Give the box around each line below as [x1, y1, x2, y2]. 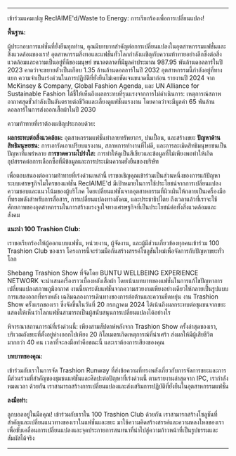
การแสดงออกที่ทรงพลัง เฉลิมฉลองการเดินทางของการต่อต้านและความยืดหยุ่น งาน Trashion [7, 292, 219, 301]
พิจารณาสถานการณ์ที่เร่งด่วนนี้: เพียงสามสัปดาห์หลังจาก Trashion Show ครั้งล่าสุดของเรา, [7, 323, 218, 330]
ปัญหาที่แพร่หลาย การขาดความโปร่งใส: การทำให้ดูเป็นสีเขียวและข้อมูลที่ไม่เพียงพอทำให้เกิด [7, 149, 214, 157]
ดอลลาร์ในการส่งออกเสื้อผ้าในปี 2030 [7, 105, 96, 113]
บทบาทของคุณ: [7, 352, 43, 360]
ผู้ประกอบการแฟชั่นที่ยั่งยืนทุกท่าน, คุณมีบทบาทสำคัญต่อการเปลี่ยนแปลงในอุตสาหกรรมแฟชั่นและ [7, 42, 227, 50]
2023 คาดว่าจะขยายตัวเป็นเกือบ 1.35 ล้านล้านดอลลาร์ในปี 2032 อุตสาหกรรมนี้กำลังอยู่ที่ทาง [7, 66, 223, 74]
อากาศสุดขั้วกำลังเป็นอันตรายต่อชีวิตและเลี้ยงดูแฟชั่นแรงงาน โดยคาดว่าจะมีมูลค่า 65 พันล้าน [7, 98, 216, 105]
